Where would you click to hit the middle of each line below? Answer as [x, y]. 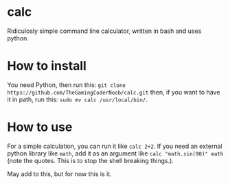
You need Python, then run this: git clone [66, 85]
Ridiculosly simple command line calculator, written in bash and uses [104, 31]
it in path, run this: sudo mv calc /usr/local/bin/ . [77, 99]
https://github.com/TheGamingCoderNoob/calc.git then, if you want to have [114, 92]
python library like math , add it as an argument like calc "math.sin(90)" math [115, 153]
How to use [40, 127]
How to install [47, 66]
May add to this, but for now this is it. [59, 174]
